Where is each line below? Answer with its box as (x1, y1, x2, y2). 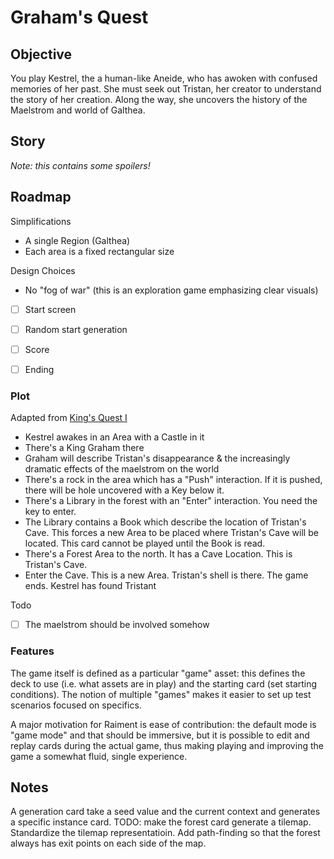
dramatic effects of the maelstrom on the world (24, 463, 220, 475)
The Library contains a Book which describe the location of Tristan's (24, 516, 307, 528)
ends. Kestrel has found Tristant (24, 580, 157, 592)
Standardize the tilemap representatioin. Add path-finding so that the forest (10, 827, 321, 839)
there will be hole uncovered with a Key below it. (24, 484, 225, 496)
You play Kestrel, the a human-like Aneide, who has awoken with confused (10, 72, 318, 84)
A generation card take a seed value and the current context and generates (10, 806, 321, 818)
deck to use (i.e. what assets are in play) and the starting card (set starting (10, 677, 318, 690)
